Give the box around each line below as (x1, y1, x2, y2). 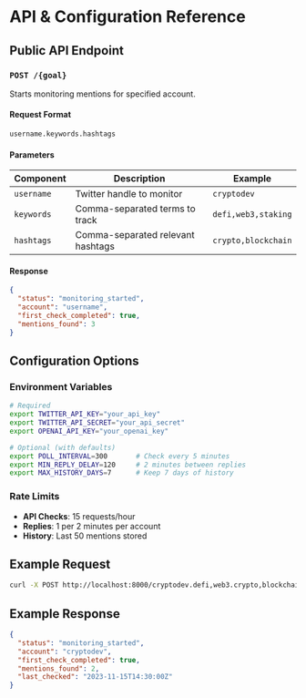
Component (14, 172, 66, 185)
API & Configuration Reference (9, 6, 246, 27)
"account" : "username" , (17, 303, 107, 312)
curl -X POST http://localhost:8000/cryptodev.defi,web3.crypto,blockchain (9, 580, 303, 590)
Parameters (9, 149, 55, 160)
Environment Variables (9, 380, 113, 393)
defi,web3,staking (212, 210, 292, 220)
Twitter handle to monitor (75, 188, 183, 200)
